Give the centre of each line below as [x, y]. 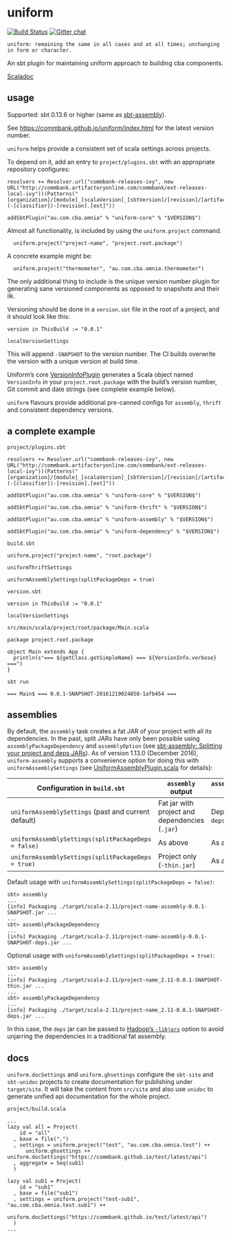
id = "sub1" [36, 1187]
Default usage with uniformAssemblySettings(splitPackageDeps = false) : [111, 882]
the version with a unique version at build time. [73, 361]
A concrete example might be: [50, 256]
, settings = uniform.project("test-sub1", [76, 1200]
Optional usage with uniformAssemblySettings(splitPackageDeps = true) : [111, 955]
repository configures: [38, 169]
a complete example [51, 431]
